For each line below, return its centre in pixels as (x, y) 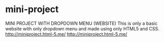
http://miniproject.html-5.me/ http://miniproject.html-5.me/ (66, 34)
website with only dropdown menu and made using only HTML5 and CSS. (83, 28)
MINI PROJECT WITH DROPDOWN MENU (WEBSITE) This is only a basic (81, 23)
